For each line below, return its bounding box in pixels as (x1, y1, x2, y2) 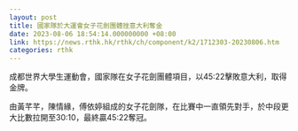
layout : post (9, 12, 58, 22)
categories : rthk (9, 46, 74, 55)
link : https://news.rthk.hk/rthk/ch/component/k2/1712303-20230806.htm (9, 37, 279, 47)
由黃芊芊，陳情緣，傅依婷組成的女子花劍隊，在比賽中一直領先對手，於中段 (9, 101, 281, 112)
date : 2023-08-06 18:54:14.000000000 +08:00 (9, 29, 176, 38)
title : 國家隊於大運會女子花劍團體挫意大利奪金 (9, 21, 163, 30)
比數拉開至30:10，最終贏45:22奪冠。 (16, 112, 153, 123)
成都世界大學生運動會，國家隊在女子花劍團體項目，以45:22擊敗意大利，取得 (9, 72, 287, 82)
